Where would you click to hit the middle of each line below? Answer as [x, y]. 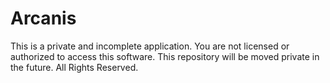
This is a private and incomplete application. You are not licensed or [150, 46]
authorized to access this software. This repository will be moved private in [165, 56]
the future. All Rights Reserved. [74, 67]
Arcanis [43, 18]
